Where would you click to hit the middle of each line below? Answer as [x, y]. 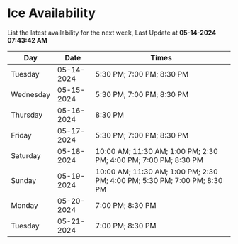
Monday [25, 205]
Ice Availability [51, 13]
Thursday [27, 115]
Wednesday [31, 94]
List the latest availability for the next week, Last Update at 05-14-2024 [112, 33]
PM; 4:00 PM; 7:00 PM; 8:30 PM [149, 160]
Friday [21, 135]
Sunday [24, 180]
